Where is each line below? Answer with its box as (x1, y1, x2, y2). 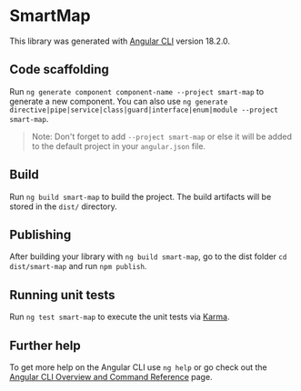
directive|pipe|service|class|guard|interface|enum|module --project (9, 105, 279, 115)
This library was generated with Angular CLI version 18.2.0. (9, 35, 230, 46)
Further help (9, 337, 82, 353)
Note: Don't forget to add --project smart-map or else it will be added (31, 131, 293, 142)
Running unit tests (9, 287, 115, 303)
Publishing (9, 226, 72, 242)
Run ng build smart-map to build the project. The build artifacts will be (9, 191, 272, 202)
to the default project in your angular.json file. (31, 140, 206, 151)
